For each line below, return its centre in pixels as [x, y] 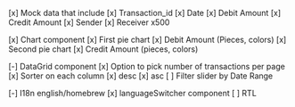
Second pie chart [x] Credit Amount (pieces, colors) [103, 49]
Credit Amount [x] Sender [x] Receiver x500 [89, 22]
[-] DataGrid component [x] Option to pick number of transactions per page [147, 66]
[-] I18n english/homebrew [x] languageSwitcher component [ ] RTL [133, 93]
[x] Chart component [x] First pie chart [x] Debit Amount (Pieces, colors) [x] [147, 40]
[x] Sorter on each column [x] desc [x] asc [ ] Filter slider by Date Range [141, 76]
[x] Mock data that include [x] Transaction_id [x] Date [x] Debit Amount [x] [145, 13]
